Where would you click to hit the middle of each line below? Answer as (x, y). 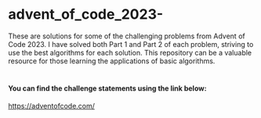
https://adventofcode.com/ (52, 105)
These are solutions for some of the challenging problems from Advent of (127, 36)
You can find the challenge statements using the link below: (107, 88)
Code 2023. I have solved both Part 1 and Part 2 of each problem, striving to (131, 44)
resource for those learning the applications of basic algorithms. (112, 61)
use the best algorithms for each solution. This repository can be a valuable (130, 52)
